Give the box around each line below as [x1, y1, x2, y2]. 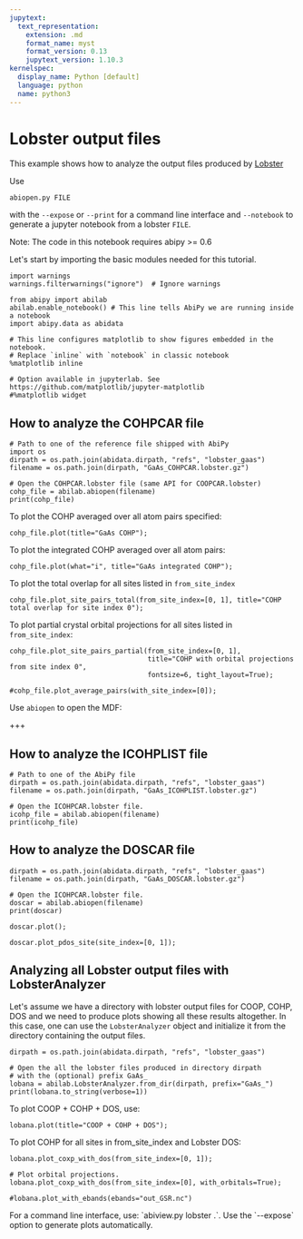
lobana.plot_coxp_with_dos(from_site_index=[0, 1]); [9, 1154, 213, 1163]
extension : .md [25, 30, 83, 39]
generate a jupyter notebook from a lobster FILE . [9, 219, 191, 230]
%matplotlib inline [9, 359, 83, 369]
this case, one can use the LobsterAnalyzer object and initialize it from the [9, 1020, 286, 1031]
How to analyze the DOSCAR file [9, 842, 195, 858]
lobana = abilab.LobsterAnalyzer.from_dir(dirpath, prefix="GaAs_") [9, 1079, 274, 1088]
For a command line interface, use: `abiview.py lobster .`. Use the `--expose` [9, 1209, 295, 1221]
